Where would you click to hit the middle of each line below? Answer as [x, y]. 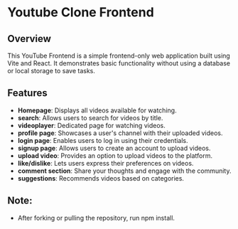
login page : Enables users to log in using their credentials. [103, 140]
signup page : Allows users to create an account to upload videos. [114, 148]
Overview [29, 39]
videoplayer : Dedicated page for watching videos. [91, 125]
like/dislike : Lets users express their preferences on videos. [106, 163]
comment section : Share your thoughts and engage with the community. [124, 171]
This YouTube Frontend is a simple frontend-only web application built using [119, 55]
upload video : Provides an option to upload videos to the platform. [115, 155]
